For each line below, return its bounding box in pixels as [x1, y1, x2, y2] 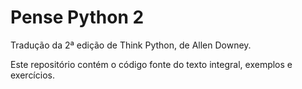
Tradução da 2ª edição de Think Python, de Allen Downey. [10, 39, 252, 51]
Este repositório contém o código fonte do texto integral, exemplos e [10, 58, 293, 70]
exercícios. [10, 69, 55, 81]
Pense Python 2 [10, 6, 145, 29]
